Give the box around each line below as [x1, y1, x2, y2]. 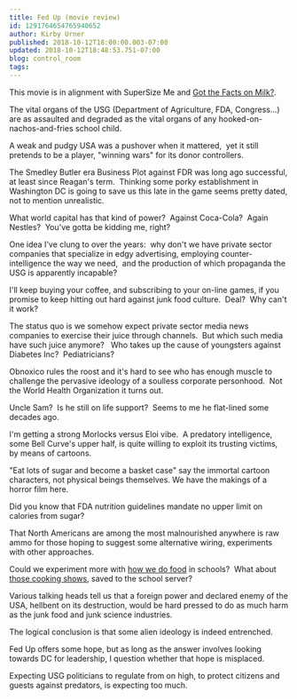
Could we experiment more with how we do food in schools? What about [9, 563, 277, 574]
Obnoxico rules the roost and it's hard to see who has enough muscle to [9, 366, 273, 377]
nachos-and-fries [9, 123, 74, 133]
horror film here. [9, 483, 69, 494]
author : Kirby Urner [9, 29, 86, 38]
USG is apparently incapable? [9, 267, 118, 278]
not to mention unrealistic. [9, 195, 105, 205]
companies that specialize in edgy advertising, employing [9, 248, 220, 258]
